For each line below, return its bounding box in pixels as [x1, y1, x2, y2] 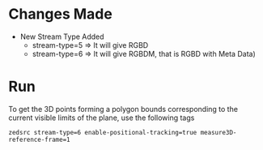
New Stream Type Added [19, 32, 104, 41]
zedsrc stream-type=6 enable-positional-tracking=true [8, 128, 197, 136]
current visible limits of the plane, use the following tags [8, 113, 195, 122]
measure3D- [200, 128, 237, 136]
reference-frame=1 [8, 135, 70, 144]
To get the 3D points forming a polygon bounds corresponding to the [8, 104, 239, 114]
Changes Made [8, 5, 113, 24]
